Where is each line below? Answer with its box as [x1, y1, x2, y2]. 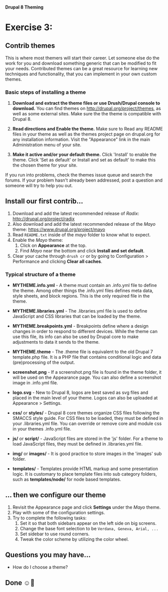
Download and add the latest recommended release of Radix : [12, 210, 139, 216]
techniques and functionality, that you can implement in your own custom [5, 71, 157, 77]
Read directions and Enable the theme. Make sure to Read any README [12, 125, 163, 131]
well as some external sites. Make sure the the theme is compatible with [12, 110, 161, 116]
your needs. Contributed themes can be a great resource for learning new [5, 65, 158, 71]
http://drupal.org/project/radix [12, 216, 75, 222]
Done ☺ [5, 578, 31, 587]
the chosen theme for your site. [12, 162, 78, 168]
